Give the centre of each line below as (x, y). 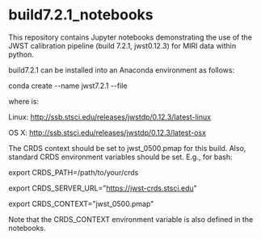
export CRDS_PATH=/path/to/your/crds (74, 172)
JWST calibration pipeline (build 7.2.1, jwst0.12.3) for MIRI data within (122, 45)
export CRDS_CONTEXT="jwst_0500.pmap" (81, 203)
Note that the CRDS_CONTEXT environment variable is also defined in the (131, 219)
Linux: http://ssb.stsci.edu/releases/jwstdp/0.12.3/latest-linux (110, 117)
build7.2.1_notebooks (81, 15)
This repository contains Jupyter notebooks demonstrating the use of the (130, 37)
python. (21, 54)
